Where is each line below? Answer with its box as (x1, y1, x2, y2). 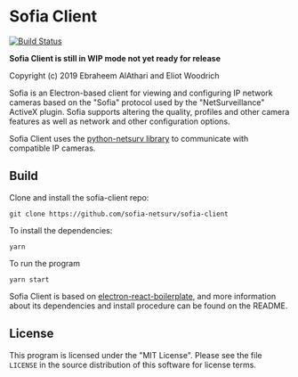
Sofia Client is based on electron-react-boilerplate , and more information (9, 291, 277, 301)
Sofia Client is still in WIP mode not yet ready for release (9, 53, 221, 63)
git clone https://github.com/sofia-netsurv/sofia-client (9, 209, 229, 218)
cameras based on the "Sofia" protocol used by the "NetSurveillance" (9, 96, 265, 108)
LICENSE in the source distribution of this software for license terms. (9, 359, 256, 370)
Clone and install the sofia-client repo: (9, 192, 149, 202)
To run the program (9, 258, 80, 268)
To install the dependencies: (9, 225, 113, 235)
